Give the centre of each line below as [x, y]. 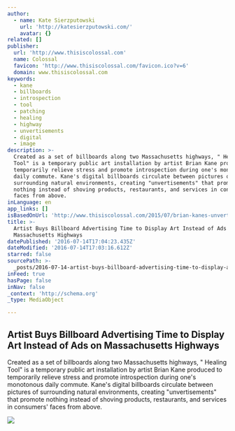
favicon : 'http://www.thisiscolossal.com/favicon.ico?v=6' [101, 66]
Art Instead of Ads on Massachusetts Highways [113, 345]
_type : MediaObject [36, 300]
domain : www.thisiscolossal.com [61, 72]
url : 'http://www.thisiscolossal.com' [70, 53]
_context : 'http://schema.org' [53, 294]
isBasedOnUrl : [28, 215]
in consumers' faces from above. [55, 407]
